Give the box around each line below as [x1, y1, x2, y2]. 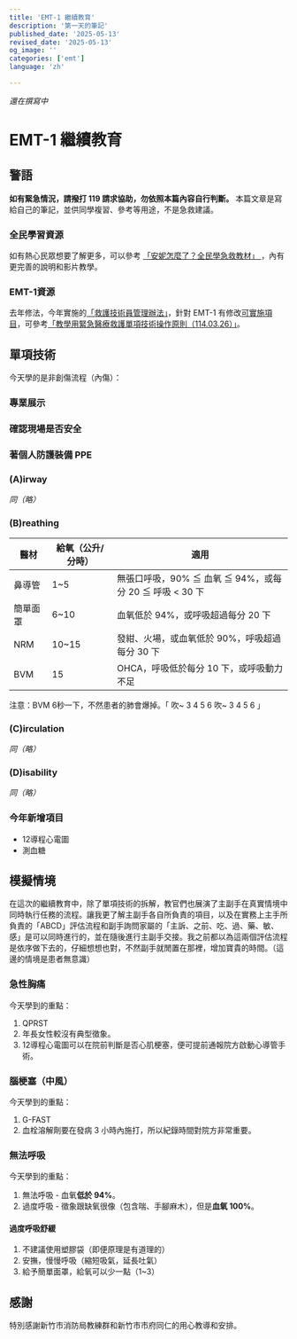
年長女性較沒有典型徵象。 [21, 1028, 116, 1038]
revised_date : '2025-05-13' [9, 37, 113, 47]
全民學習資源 [9, 228, 65, 240]
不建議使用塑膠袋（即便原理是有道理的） [21, 1244, 170, 1255]
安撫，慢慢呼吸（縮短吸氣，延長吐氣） [21, 1256, 162, 1266]
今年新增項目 [9, 812, 65, 825]
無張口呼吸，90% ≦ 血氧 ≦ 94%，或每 [117, 572, 283, 584]
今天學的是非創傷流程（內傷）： [9, 372, 122, 383]
